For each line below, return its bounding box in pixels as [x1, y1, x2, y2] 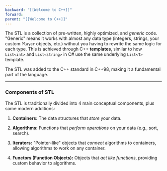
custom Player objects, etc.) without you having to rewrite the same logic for [5, 41, 162, 47]
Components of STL [5, 89, 55, 96]
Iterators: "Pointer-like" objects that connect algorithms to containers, [12, 140, 157, 146]
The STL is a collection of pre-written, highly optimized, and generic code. [5, 30, 158, 36]
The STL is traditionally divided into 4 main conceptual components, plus [5, 100, 155, 106]
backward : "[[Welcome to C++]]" [5, 7, 72, 12]
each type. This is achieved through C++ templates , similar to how [5, 46, 142, 52]
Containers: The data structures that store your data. [12, 115, 122, 121]
